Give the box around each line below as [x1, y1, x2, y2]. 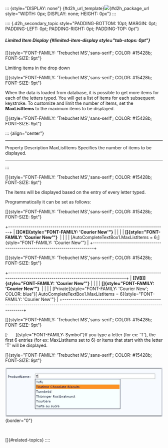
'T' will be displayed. [5, 342, 47, 348]
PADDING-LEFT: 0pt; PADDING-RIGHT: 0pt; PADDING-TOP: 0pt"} [5, 26, 139, 32]
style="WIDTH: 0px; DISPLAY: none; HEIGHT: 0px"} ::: [5, 11, 116, 17]
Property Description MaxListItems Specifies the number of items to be [5, 144, 151, 150]
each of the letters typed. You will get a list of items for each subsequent [5, 95, 155, 101]
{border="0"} [5, 417, 33, 423]
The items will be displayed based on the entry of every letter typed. [5, 189, 146, 195]
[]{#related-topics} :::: [5, 437, 50, 443]
